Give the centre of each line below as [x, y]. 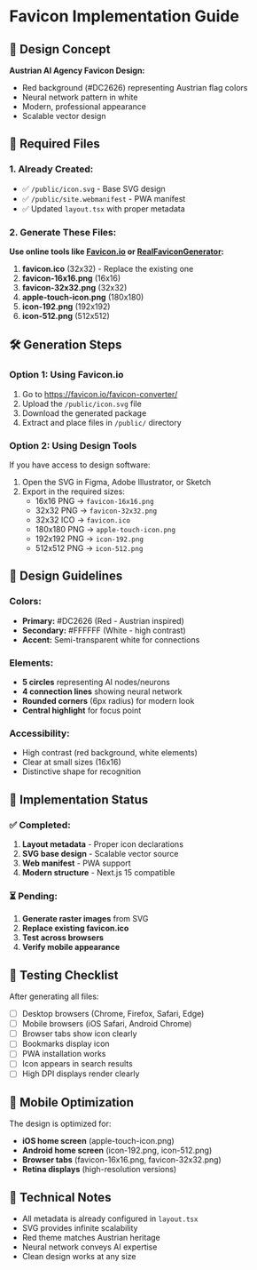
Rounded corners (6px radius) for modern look [108, 700]
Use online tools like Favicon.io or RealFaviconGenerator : [117, 252]
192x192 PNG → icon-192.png [90, 539]
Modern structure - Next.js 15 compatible [98, 872]
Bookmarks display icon [66, 1044]
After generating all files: [54, 996]
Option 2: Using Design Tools [73, 445]
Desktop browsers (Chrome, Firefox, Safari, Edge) [113, 1014]
